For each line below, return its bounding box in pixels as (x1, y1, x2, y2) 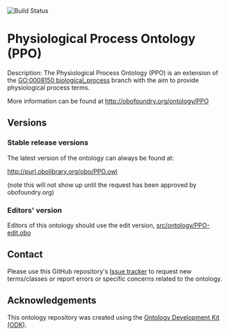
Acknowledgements (7, 295, 97, 307)
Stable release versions (7, 138, 89, 147)
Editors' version (7, 205, 63, 215)
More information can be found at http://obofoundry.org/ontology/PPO (7, 97, 209, 105)
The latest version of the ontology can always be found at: (7, 154, 174, 162)
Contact (7, 249, 43, 261)
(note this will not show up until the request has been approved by (7, 181, 197, 189)
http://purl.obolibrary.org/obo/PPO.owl (7, 167, 118, 175)
